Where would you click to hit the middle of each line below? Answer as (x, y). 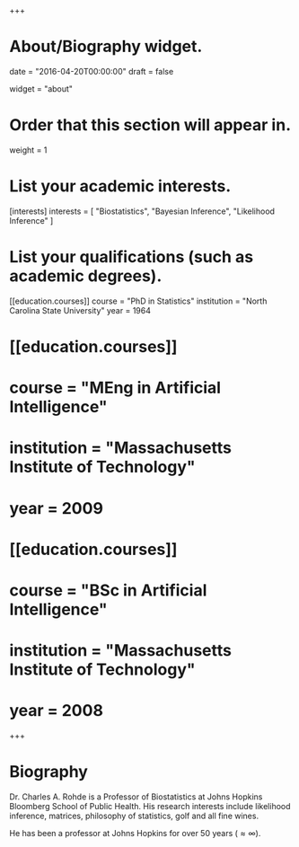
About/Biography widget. (106, 47)
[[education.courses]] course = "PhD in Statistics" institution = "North (138, 301)
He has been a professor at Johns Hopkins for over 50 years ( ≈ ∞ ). (135, 833)
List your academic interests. (120, 186)
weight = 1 (28, 150)
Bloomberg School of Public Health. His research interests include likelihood (150, 806)
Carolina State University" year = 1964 (80, 310)
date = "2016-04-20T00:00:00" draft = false (92, 71)
